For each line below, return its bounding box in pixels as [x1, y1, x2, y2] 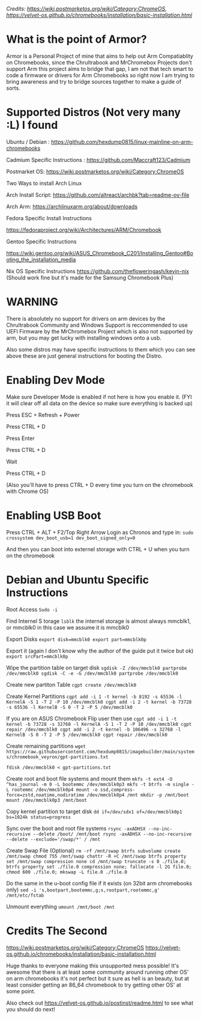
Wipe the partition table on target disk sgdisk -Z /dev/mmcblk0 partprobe [6, 664, 187, 671]
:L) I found [6, 119, 58, 132]
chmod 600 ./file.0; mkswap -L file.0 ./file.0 [6, 869, 128, 875]
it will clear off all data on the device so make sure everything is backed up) [6, 400, 193, 407]
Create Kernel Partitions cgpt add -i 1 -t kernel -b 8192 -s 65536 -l [6, 692, 182, 700]
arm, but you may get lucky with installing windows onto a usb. [6, 334, 162, 341]
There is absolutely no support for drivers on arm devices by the [6, 315, 166, 322]
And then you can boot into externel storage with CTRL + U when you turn [6, 545, 190, 553]
